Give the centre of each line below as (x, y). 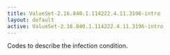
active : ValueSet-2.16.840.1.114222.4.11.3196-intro (85, 26)
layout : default (31, 20)
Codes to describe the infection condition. (68, 46)
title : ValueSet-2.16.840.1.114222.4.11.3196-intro (84, 13)
